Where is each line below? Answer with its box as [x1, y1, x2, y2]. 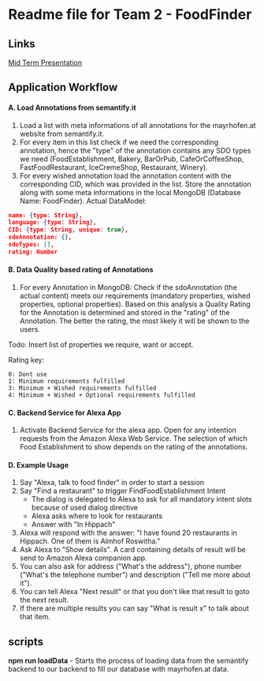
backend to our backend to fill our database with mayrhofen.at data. [8, 664, 229, 674]
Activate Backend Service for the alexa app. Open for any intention [19, 425, 236, 435]
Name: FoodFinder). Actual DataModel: [19, 196, 147, 205]
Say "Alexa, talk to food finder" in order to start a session [19, 478, 205, 487]
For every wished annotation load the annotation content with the [19, 171, 232, 180]
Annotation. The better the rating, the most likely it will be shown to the [19, 316, 250, 325]
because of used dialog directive [31, 503, 138, 513]
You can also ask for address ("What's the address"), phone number [19, 562, 242, 571]
